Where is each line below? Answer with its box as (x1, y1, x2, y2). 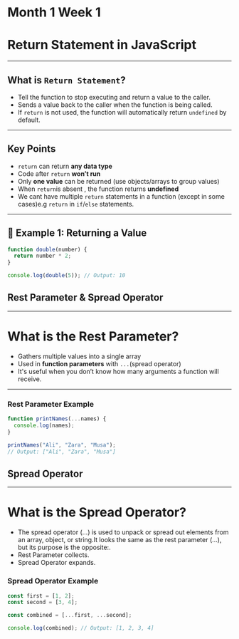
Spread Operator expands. (17, 559, 96, 567)
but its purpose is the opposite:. (17, 543, 112, 552)
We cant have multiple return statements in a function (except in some (17, 192, 225, 200)
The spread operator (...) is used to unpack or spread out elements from (17, 528, 229, 536)
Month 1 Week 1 (7, 4, 101, 21)
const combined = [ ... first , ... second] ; (7, 612, 132, 619)
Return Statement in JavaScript (7, 37, 197, 53)
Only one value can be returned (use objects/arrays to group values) (17, 177, 220, 185)
